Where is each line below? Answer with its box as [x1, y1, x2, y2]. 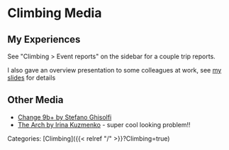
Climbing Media [7, 5, 102, 21]
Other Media [7, 94, 64, 106]
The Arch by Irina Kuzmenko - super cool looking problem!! [17, 120, 191, 129]
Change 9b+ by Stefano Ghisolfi [17, 112, 112, 122]
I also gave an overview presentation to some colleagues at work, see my [7, 66, 222, 74]
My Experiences [7, 33, 81, 45]
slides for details [7, 73, 56, 82]
